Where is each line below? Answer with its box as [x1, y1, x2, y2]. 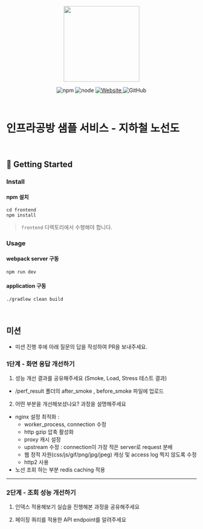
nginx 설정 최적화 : [14, 413, 60, 420]
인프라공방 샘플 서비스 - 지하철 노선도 [6, 122, 180, 136]
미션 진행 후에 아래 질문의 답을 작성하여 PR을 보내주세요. [14, 343, 148, 350]
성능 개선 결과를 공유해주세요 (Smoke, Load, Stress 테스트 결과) [14, 374, 167, 381]
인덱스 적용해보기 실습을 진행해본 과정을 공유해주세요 [14, 503, 140, 511]
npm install [6, 212, 36, 218]
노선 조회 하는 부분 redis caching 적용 [14, 466, 106, 473]
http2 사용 [24, 458, 49, 465]
